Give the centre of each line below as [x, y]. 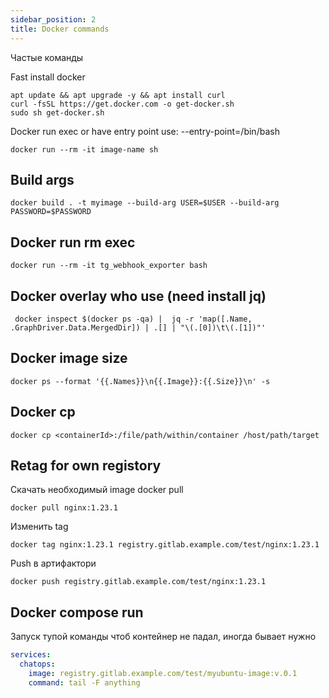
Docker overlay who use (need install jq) [138, 296]
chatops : [37, 664]
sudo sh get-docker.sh [57, 112]
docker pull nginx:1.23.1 [64, 508]
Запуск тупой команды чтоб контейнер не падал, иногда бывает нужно [163, 637]
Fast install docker [48, 77]
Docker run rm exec [73, 242]
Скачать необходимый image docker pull [97, 490]
